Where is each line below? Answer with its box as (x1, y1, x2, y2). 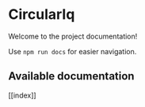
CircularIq (8, 6, 75, 24)
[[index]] (8, 90, 37, 100)
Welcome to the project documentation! (8, 31, 138, 41)
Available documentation (8, 69, 135, 83)
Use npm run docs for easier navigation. (8, 46, 137, 56)
